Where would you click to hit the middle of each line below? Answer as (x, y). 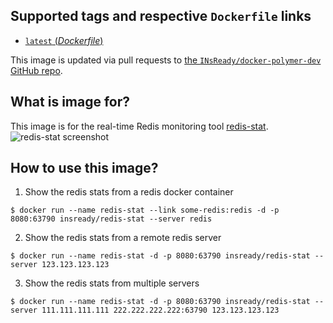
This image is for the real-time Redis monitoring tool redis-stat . (139, 126)
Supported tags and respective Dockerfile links (161, 16)
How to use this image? (84, 168)
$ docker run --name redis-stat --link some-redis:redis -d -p (145, 210)
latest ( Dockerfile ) (64, 40)
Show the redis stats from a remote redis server (123, 238)
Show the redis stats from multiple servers (112, 283)
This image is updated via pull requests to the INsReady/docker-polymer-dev (166, 60)
